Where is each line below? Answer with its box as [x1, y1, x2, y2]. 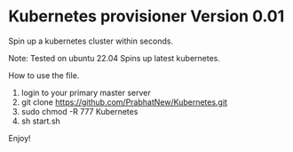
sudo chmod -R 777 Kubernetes [20, 106, 139, 116]
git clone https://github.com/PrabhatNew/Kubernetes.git [20, 96, 228, 108]
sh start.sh [20, 116, 61, 126]
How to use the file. [8, 69, 80, 81]
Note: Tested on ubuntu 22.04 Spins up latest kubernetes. [8, 52, 221, 63]
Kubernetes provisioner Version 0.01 [8, 6, 285, 27]
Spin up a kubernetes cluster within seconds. [8, 36, 174, 46]
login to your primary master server [20, 87, 152, 98]
